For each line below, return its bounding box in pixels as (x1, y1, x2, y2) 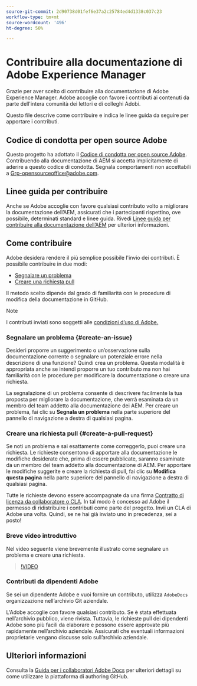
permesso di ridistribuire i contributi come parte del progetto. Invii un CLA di (6, 504, 191, 511)
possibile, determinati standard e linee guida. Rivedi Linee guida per (6, 215, 171, 222)
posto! (6, 517, 22, 524)
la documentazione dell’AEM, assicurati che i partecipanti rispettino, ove (6, 208, 181, 215)
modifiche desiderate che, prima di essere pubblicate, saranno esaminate (6, 455, 185, 462)
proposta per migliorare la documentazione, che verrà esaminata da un (6, 396, 179, 403)
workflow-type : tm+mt (6, 14, 60, 20)
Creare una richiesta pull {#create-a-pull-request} (6, 429, 153, 437)
